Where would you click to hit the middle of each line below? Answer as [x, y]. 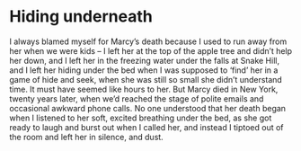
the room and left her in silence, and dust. [86, 137]
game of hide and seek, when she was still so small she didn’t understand [146, 79]
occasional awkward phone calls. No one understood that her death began [147, 108]
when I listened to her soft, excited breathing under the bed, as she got [141, 118]
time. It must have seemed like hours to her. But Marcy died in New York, [144, 89]
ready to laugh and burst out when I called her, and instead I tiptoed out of [146, 127]
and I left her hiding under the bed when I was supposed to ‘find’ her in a [144, 70]
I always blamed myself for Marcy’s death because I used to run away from [148, 41]
